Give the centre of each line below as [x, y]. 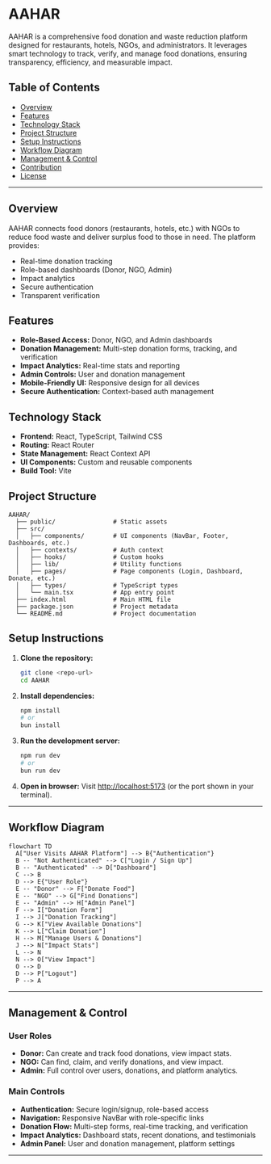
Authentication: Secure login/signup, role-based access [115, 1109]
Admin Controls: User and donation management [102, 374]
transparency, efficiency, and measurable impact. [91, 62]
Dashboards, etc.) [39, 543]
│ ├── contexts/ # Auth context [90, 550]
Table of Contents [54, 88]
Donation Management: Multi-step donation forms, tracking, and [129, 349]
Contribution [41, 167]
